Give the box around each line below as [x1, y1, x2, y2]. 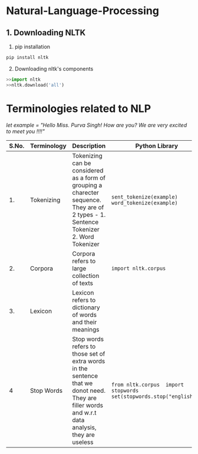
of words [72, 310, 97, 319]
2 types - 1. [72, 210, 106, 218]
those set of [72, 349, 105, 357]
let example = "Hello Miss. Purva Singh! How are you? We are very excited [6, 121, 187, 128]
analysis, [72, 423, 97, 431]
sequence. [72, 195, 101, 204]
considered [72, 166, 104, 174]
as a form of [72, 174, 106, 182]
